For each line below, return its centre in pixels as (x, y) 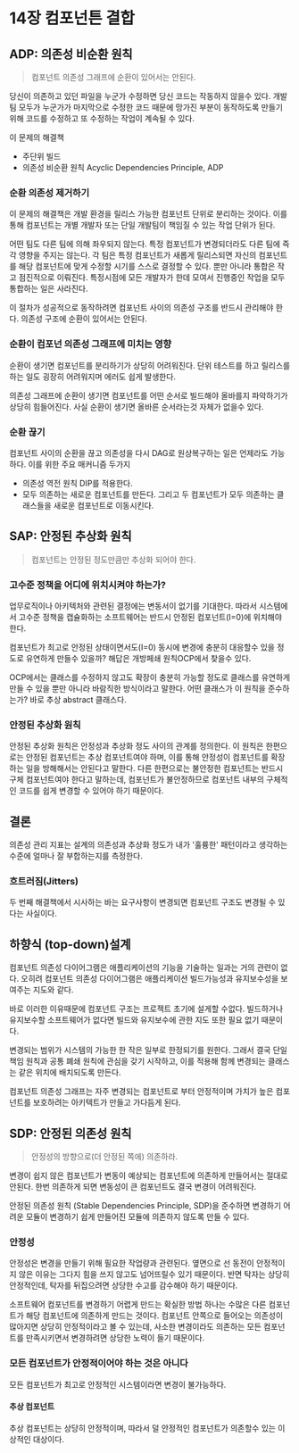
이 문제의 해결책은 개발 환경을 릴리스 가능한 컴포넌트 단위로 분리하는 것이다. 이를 (149, 214)
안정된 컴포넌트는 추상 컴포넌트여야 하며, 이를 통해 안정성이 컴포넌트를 (147, 757)
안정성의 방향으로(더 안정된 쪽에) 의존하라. (104, 1157)
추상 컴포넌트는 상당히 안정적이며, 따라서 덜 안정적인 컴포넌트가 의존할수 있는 (143, 1428)
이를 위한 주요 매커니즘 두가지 (79, 464)
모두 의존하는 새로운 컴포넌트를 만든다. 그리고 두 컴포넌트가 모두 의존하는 (148, 494)
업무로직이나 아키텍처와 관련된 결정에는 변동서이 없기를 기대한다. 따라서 (133, 606)
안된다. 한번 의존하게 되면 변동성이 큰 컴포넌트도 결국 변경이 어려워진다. (133, 1187)
